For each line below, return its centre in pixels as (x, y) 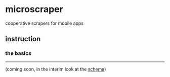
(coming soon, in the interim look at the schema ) (56, 69)
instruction (23, 39)
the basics (18, 53)
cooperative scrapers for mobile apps (45, 23)
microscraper (34, 9)
